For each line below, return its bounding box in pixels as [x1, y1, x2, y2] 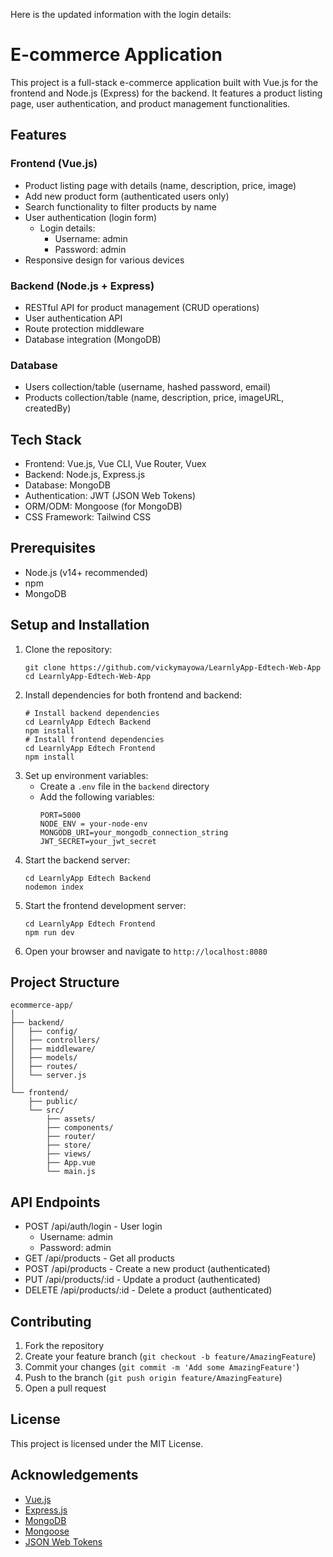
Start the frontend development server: [24, 899, 187, 911]
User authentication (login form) [24, 211, 158, 223]
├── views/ [46, 1149, 92, 1159]
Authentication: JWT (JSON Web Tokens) [24, 490, 197, 502]
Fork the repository [24, 1340, 105, 1352]
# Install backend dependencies [24, 708, 160, 718]
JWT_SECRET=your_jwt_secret [39, 836, 157, 846]
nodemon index [24, 882, 84, 892]
